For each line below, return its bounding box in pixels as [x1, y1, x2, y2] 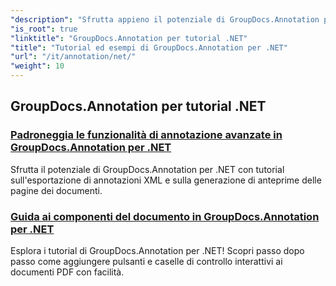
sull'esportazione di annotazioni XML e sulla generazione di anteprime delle [10, 174, 322, 186]
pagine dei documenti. [10, 184, 103, 196]
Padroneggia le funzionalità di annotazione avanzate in [10, 128, 283, 142]
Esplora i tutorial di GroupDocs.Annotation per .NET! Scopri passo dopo [10, 244, 305, 256]
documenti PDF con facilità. [10, 266, 125, 278]
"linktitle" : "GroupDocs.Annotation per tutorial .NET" [10, 33, 248, 43]
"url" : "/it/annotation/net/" [10, 52, 137, 62]
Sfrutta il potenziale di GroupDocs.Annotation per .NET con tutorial [10, 163, 285, 175]
